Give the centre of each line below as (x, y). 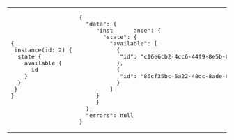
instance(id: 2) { (43, 50)
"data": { (101, 24)
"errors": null (110, 115)
